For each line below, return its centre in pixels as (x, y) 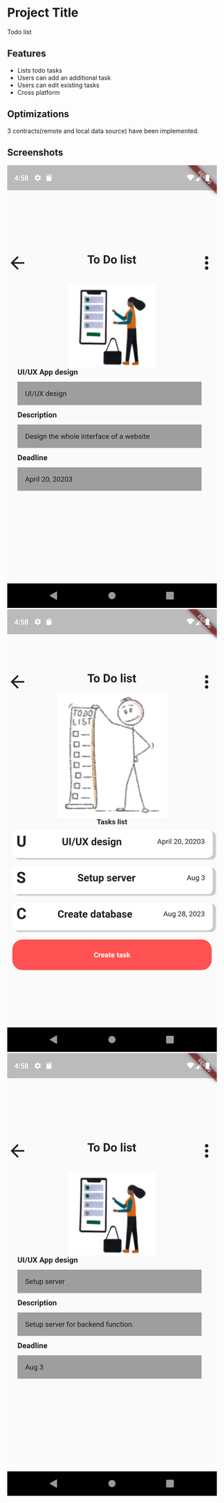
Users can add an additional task (64, 77)
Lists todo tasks (39, 70)
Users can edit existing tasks (58, 85)
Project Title (43, 13)
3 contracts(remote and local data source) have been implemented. (103, 131)
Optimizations (38, 114)
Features (27, 54)
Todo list (19, 32)
